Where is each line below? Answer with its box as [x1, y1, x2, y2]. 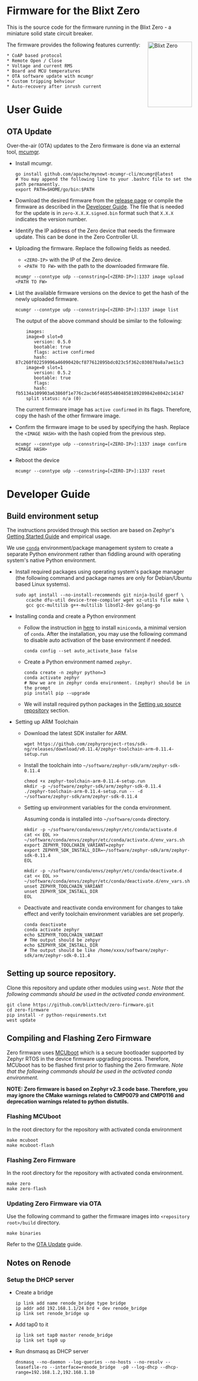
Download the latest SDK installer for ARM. [24, 729, 128, 736]
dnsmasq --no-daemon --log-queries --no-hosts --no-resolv [15, 1359, 163, 1365]
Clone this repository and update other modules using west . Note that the [6, 984, 184, 991]
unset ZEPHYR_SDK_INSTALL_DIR [24, 888, 99, 894]
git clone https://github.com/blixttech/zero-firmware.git [6, 1002, 155, 1008]
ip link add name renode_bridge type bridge [15, 1300, 126, 1306]
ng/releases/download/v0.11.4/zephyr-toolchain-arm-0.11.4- [24, 746, 174, 752]
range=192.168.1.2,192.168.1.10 [15, 1370, 95, 1376]
